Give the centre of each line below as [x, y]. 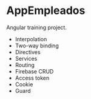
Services [26, 58]
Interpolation [31, 39]
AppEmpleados [46, 11]
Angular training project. [36, 27]
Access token [32, 78]
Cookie [24, 84]
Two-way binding [37, 46]
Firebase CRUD [34, 71]
